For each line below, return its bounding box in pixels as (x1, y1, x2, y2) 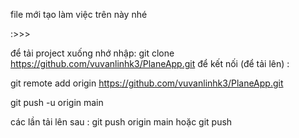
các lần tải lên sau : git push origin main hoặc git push (10, 116, 233, 128)
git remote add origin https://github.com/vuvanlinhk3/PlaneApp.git (10, 77, 284, 89)
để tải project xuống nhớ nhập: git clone (10, 47, 175, 59)
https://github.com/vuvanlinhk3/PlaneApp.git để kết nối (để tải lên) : (10, 58, 290, 69)
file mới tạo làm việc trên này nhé (10, 9, 148, 20)
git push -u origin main (10, 97, 104, 108)
